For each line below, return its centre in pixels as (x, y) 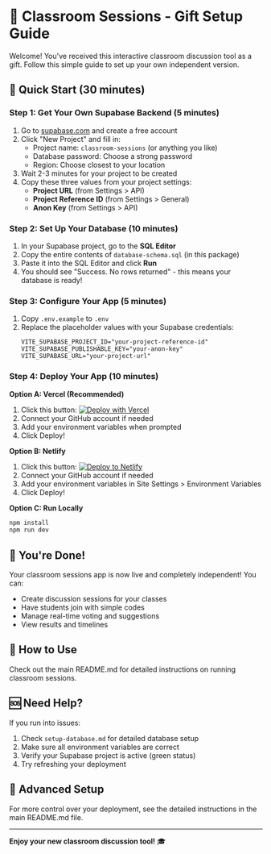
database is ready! (51, 280)
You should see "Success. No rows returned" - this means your (126, 271)
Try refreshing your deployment (74, 764)
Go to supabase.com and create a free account (99, 130)
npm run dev (29, 530)
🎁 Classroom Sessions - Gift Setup (126, 17)
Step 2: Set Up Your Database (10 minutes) (94, 228)
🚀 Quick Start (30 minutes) (77, 90)
